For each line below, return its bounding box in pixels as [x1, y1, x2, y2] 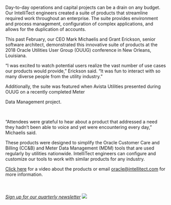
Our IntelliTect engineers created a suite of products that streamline [5, 10, 148, 16]
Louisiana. [5, 52, 27, 59]
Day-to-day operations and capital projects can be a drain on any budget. [5, 5, 160, 10]
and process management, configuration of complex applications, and [5, 21, 154, 27]
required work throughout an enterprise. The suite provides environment [5, 15, 158, 21]
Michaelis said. [5, 129, 37, 136]
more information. [5, 172, 43, 177]
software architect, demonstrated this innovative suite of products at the [5, 42, 158, 48]
